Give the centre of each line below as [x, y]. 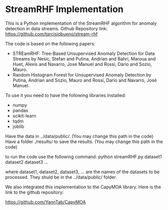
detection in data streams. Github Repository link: [57, 28]
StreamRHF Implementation [64, 9]
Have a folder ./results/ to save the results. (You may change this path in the [84, 142]
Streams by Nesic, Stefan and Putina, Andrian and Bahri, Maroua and [84, 58]
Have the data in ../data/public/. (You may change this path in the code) [79, 136]
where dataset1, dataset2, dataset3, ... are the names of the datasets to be [82, 172]
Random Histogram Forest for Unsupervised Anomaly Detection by [82, 75]
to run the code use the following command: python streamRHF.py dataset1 [83, 157]
